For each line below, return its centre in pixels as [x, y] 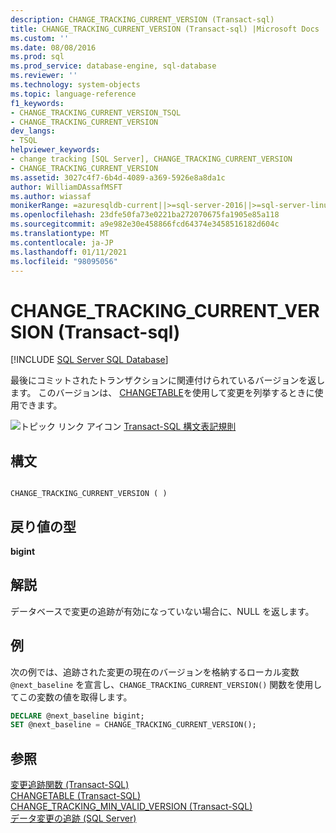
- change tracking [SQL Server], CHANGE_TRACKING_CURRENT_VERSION [151, 159]
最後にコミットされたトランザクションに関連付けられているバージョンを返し [168, 380]
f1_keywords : [37, 103]
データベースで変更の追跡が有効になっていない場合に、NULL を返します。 [162, 611]
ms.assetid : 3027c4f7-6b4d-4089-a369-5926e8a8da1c [118, 177]
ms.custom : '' [40, 38]
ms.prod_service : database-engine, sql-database [113, 66]
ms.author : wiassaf [51, 196]
